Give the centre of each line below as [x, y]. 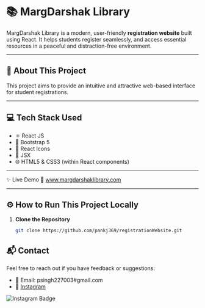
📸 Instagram [30, 287]
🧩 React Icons [33, 148]
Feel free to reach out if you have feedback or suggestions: [81, 268]
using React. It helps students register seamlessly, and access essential [96, 39]
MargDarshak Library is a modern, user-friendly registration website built [99, 33]
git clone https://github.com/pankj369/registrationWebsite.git [99, 231]
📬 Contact [28, 250]
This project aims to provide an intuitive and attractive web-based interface [101, 86]
